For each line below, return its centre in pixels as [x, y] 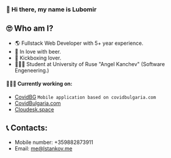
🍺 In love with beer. [38, 51]
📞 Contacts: [27, 128]
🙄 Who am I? [30, 29]
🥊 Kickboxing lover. [38, 58]
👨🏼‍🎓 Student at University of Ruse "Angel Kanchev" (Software [90, 64]
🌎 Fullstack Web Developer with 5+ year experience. [79, 43]
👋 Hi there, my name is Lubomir [51, 9]
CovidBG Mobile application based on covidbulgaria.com [85, 97]
